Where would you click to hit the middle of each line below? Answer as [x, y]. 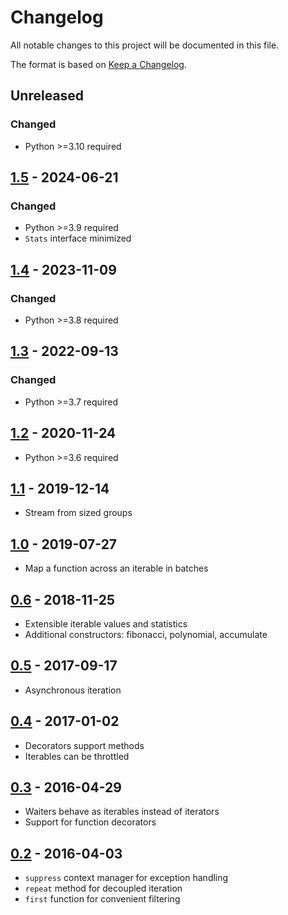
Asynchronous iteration [73, 690]
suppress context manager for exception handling [126, 878]
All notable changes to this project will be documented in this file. [145, 45]
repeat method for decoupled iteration [103, 888]
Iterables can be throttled [77, 756]
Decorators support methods [84, 745]
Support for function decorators [90, 822]
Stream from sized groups [78, 513]
